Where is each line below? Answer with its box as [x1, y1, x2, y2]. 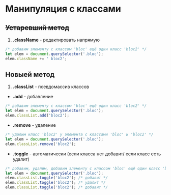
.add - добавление [12, 94, 53, 100]
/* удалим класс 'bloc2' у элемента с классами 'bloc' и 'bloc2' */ [5, 132, 154, 137]
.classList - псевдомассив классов [12, 83, 89, 90]
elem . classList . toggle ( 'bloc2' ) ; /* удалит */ [5, 180, 106, 185]
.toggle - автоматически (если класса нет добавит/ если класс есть [12, 151, 161, 157]
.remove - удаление [12, 122, 56, 128]
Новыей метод [5, 70, 55, 79]
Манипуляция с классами [5, 3, 121, 15]
